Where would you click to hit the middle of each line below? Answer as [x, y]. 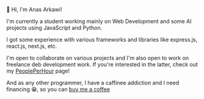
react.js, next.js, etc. [32, 46]
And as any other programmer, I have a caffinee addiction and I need [93, 83]
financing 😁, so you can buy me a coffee [58, 89]
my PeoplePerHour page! [38, 71]
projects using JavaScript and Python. [54, 28]
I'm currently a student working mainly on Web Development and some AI [99, 21]
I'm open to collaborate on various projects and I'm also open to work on [98, 58]
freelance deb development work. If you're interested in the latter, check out [102, 64]
